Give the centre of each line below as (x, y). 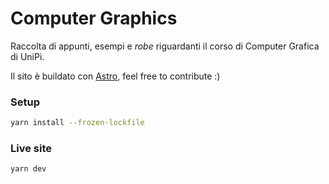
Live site (31, 149)
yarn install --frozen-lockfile (77, 123)
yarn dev (28, 169)
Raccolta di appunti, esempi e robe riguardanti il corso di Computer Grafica (165, 46)
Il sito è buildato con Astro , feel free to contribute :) (115, 76)
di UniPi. (27, 56)
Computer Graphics (94, 18)
